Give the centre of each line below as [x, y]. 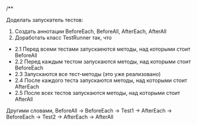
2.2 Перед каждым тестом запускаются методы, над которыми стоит [103, 62]
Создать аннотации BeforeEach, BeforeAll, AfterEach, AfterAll [91, 31]
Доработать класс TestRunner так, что [63, 37]
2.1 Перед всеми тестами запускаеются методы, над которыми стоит [103, 49]
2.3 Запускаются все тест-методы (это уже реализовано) [88, 74]
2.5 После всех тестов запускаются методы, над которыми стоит [97, 93]
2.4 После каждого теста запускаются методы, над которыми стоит [101, 80]
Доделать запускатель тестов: [45, 20]
